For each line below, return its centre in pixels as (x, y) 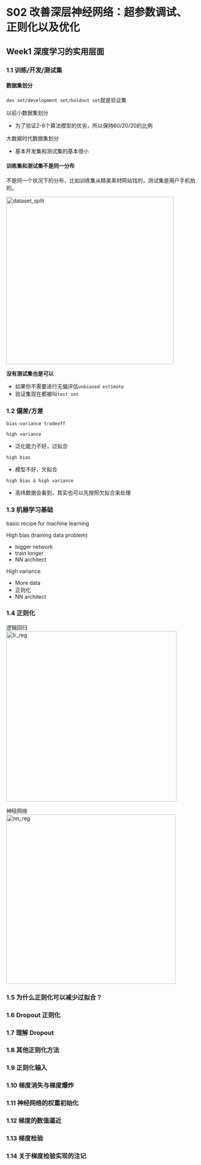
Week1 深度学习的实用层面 (55, 51)
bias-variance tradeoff (36, 424)
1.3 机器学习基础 (30, 510)
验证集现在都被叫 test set (47, 394)
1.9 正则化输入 (27, 1068)
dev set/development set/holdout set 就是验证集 (67, 100)
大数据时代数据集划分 (32, 138)
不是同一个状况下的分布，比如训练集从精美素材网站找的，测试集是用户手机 (98, 180)
